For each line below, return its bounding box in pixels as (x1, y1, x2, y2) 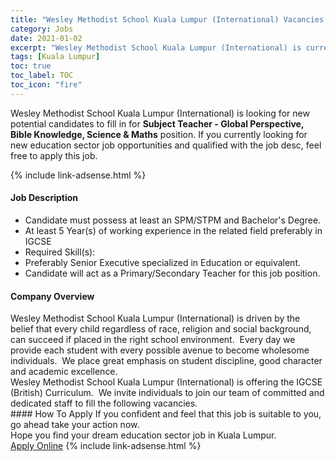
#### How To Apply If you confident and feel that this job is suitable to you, (10, 408, 322, 420)
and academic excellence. (10, 366, 118, 378)
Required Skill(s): (24, 246, 96, 258)
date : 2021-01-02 (10, 33, 83, 43)
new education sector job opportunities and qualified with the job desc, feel (10, 139, 322, 151)
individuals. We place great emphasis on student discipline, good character (10, 355, 323, 367)
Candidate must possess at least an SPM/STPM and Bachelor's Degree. (24, 214, 322, 226)
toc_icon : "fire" (10, 80, 83, 90)
